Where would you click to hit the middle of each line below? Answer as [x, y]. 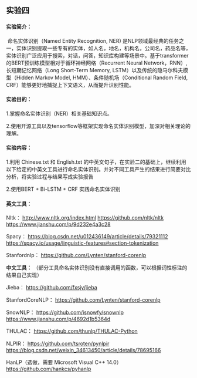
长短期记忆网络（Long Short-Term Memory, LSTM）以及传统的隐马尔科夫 [95, 70]
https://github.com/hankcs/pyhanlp [49, 369]
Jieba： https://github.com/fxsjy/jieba [52, 288]
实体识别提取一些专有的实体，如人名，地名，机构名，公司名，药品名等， [103, 48]
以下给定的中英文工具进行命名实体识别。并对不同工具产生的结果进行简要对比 [98, 169]
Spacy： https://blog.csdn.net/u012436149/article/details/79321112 [87, 237]
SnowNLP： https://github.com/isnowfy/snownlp [65, 312]
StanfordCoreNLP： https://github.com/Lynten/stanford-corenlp [83, 300]
